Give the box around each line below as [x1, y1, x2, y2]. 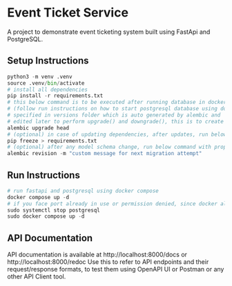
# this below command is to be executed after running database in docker [7, 99, 227, 106]
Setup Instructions [7, 55, 89, 67]
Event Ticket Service [7, 5, 129, 21]
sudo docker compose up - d [7, 213, 85, 220]
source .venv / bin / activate [7, 79, 85, 87]
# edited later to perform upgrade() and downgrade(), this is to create [7, 118, 224, 125]
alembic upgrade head [7, 124, 70, 132]
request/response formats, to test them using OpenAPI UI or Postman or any [7, 265, 224, 274]
